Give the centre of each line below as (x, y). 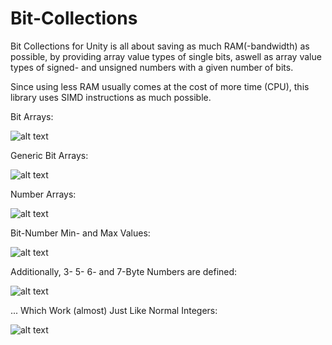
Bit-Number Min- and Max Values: (80, 233)
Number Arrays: (43, 194)
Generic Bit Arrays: (49, 155)
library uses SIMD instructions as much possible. (111, 97)
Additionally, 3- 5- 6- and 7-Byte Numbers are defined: (124, 271)
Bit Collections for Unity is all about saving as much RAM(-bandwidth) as (160, 46)
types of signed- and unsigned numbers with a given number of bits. (152, 67)
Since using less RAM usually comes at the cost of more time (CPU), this (160, 86)
